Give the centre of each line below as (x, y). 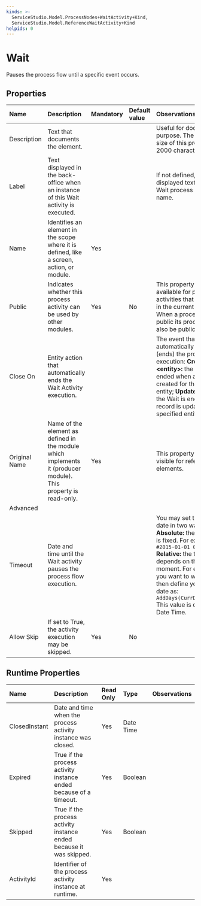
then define (172, 584)
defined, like (65, 252)
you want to (173, 576)
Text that (60, 131)
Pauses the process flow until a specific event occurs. (73, 75)
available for (173, 292)
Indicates (60, 284)
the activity (63, 629)
